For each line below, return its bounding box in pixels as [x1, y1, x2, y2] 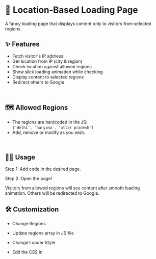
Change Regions [12, 221, 46, 227]
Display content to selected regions [12, 74, 84, 80]
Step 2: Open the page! [5, 176, 52, 181]
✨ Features [5, 40, 40, 49]
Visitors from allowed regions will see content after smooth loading [5, 185, 140, 191]
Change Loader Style [12, 240, 55, 246]
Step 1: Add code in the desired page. [5, 166, 81, 172]
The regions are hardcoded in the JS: [12, 119, 88, 125]
